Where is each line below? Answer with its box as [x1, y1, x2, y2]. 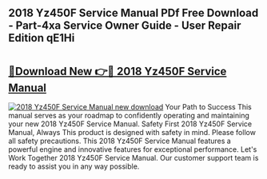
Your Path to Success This [165, 102, 252, 111]
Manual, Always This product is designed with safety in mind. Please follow [8, 128, 256, 137]
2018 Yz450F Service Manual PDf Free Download [8, 6, 259, 20]
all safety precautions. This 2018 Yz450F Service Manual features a [8, 136, 232, 145]
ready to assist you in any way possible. [8, 161, 140, 171]
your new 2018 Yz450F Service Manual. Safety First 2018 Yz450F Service [8, 119, 253, 129]
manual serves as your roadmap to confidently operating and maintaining [8, 111, 250, 120]
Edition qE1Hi [8, 31, 75, 45]
